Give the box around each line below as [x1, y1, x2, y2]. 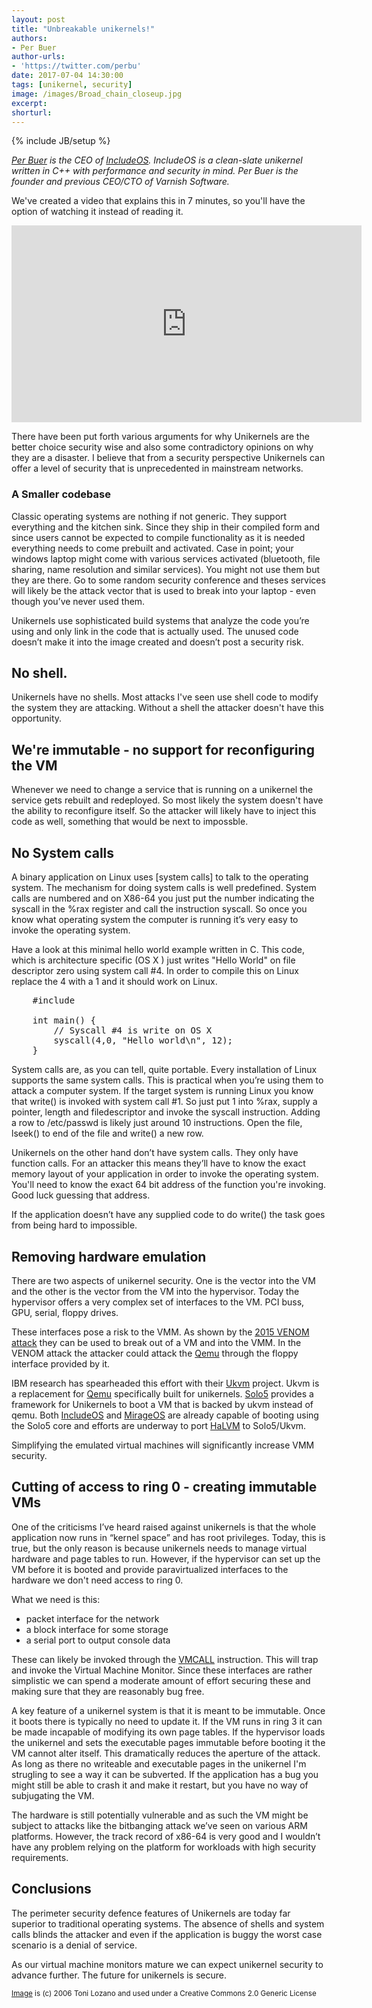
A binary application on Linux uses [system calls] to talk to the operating [11, 871, 309, 883]
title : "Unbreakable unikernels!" [11, 24, 156, 34]
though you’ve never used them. [11, 595, 146, 607]
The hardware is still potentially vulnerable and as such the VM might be [11, 1809, 309, 1821]
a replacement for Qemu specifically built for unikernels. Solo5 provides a [11, 1387, 314, 1400]
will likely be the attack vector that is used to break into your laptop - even [11, 584, 316, 596]
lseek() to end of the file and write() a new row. [11, 1127, 204, 1140]
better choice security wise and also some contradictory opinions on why [11, 441, 314, 453]
